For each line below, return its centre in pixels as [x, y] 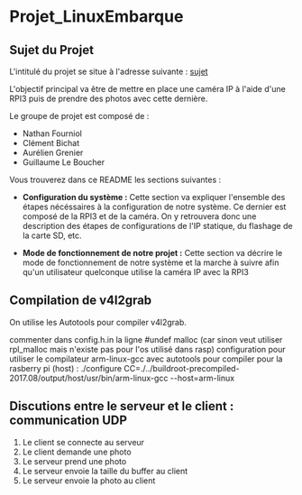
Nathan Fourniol [52, 133]
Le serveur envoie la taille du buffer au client [105, 471]
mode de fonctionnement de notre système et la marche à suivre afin [151, 262]
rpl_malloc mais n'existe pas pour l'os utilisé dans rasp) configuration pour [147, 349]
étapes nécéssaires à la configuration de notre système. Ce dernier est [154, 206]
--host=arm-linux [202, 378]
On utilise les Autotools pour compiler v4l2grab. [98, 322]
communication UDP [69, 421]
